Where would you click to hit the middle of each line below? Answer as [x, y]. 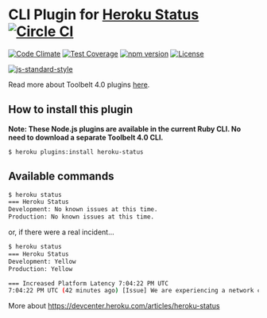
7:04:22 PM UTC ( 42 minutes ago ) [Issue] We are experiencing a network [131, 291]
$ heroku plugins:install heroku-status [76, 152]
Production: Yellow [41, 269]
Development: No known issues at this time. [83, 210]
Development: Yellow [43, 261]
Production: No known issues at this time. [81, 217]
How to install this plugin [71, 110]
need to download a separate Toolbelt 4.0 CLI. [86, 137]
